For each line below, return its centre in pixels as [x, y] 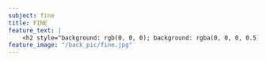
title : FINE [28, 23]
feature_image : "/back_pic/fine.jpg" [70, 45]
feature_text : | [35, 30]
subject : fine [32, 15]
